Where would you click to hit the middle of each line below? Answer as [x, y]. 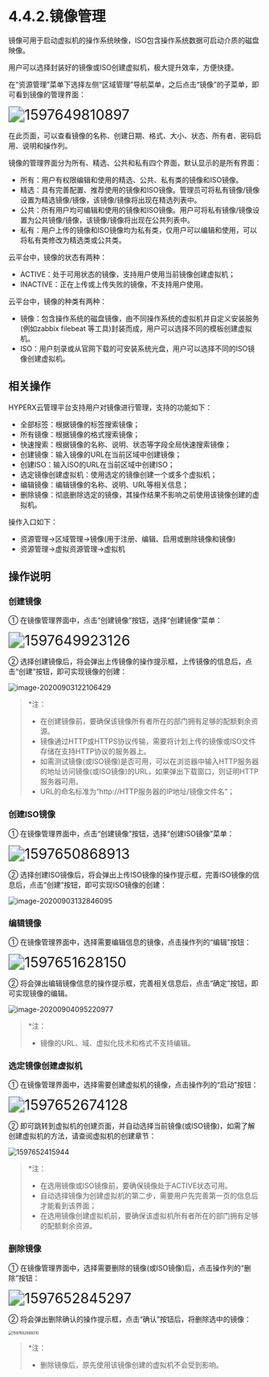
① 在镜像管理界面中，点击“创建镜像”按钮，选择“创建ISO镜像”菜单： [121, 833]
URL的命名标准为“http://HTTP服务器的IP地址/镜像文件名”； [137, 791]
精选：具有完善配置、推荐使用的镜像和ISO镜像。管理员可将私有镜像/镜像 [140, 190]
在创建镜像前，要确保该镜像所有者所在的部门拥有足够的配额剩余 [145, 721]
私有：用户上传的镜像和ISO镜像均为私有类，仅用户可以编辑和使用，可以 [139, 230]
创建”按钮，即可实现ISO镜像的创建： [107, 885]
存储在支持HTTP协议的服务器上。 [95, 751]
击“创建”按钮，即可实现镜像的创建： [68, 672]
